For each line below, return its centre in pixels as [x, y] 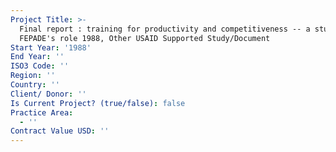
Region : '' [33, 76]
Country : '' [35, 85]
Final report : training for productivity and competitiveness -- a [165, 29]
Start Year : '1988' [51, 47]
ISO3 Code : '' [40, 66]
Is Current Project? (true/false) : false [98, 103]
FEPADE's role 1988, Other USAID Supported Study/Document [145, 38]
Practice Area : [42, 112]
